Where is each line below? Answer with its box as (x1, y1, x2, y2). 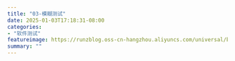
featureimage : (7, 36, 49, 43)
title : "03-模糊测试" (7, 10, 66, 18)
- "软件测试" (7, 29, 41, 37)
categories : (7, 23, 42, 30)
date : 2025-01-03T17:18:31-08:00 (7, 17, 105, 24)
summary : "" (7, 43, 42, 50)
